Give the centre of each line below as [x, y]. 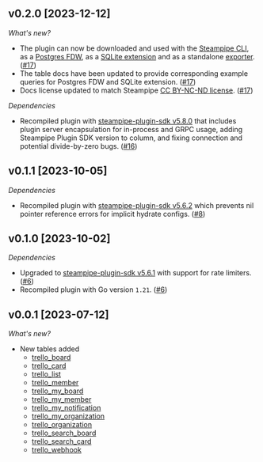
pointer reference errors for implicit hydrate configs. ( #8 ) [112, 214]
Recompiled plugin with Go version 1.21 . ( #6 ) [93, 290]
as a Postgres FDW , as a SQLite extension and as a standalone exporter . [137, 56]
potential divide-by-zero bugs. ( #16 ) [78, 146]
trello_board [51, 358]
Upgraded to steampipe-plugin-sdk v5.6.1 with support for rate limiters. [135, 273]
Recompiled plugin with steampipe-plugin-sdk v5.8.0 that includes [128, 121]
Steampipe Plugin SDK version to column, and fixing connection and [131, 138]
